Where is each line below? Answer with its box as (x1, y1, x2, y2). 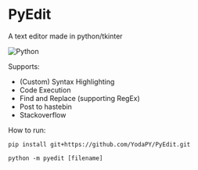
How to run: (8, 125, 46, 135)
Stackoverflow (19, 110, 67, 119)
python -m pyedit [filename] (8, 154, 103, 162)
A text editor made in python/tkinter (8, 31, 123, 41)
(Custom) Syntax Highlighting (19, 77, 115, 86)
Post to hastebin (19, 102, 73, 111)
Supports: (8, 61, 41, 71)
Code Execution (19, 85, 71, 95)
